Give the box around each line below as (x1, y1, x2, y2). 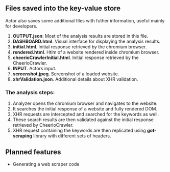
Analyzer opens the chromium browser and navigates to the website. (12, 100, 158, 106)
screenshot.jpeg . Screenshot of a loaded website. (12, 71, 119, 77)
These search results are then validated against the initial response (12, 117, 154, 123)
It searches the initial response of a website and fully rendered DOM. (12, 106, 157, 112)
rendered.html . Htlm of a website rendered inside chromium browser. (12, 49, 160, 55)
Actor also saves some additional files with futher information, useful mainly (5, 17, 165, 23)
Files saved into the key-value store (5, 4, 121, 13)
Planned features (5, 148, 61, 156)
